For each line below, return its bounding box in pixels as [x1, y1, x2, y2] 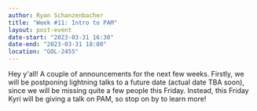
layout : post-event [8, 26, 72, 34]
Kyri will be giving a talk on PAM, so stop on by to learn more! [8, 95, 207, 103]
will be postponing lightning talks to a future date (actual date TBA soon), [8, 77, 245, 87]
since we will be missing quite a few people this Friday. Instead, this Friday [8, 86, 249, 95]
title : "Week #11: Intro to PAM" [8, 19, 118, 27]
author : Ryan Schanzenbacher [8, 11, 104, 20]
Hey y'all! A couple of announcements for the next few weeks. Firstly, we [8, 70, 245, 78]
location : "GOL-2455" [8, 48, 79, 55]
